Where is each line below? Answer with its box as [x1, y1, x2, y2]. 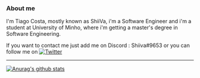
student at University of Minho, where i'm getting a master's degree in [6, 24, 179, 31]
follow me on [6, 48, 38, 55]
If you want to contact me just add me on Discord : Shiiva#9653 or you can [6, 42, 190, 49]
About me [6, 4, 36, 13]
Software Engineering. [6, 30, 61, 38]
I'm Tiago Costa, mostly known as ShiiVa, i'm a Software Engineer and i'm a [6, 18, 192, 25]
